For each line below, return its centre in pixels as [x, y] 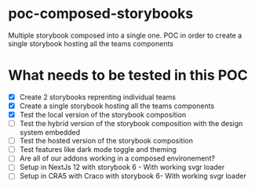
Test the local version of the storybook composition [103, 115]
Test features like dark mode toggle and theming [98, 150]
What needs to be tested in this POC [128, 76]
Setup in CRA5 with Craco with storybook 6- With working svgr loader [133, 176]
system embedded [50, 132]
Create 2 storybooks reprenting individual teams [98, 97]
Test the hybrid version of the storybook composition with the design [131, 124]
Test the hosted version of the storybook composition [106, 141]
